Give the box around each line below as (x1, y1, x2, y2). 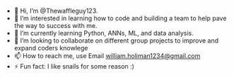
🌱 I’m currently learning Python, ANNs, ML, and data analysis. (13, 29, 194, 37)
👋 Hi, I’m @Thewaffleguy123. (13, 7, 98, 15)
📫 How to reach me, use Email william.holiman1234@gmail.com (13, 52, 201, 59)
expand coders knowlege (13, 44, 88, 52)
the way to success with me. (13, 22, 98, 29)
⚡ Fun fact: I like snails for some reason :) (13, 62, 134, 70)
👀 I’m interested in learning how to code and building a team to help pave (13, 14, 227, 22)
